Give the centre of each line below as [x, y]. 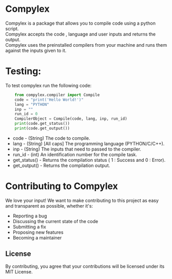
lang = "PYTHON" [32, 104]
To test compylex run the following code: [49, 85]
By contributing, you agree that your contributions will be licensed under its [85, 266]
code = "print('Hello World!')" [49, 100]
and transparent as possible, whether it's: [49, 206]
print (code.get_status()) [42, 124]
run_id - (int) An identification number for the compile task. [75, 154]
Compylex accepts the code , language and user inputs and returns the [81, 34]
